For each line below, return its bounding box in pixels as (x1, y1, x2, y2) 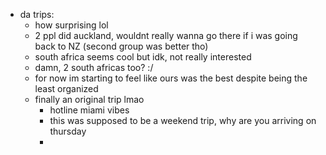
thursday (49, 125, 87, 137)
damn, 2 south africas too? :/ (34, 62, 154, 73)
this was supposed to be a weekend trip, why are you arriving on (49, 115, 317, 126)
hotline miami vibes (49, 104, 130, 116)
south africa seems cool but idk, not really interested (34, 51, 252, 63)
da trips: (19, 9, 55, 20)
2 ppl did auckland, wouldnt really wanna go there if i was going (34, 30, 298, 41)
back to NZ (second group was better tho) (34, 40, 209, 52)
